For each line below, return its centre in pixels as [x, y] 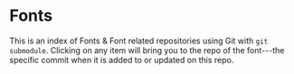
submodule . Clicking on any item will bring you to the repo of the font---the [147, 50]
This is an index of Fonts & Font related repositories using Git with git [139, 41]
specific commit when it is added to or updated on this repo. [122, 60]
